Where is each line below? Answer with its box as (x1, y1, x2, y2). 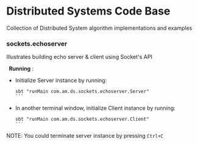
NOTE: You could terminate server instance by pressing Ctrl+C (6, 132, 164, 140)
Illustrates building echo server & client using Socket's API (6, 53, 152, 61)
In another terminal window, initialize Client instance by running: (15, 104, 175, 112)
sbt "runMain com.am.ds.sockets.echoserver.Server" (15, 89, 149, 95)
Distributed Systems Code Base (6, 4, 171, 18)
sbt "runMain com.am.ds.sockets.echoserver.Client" (15, 116, 149, 123)
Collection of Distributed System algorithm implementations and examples (6, 24, 193, 32)
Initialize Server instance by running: (15, 77, 107, 84)
